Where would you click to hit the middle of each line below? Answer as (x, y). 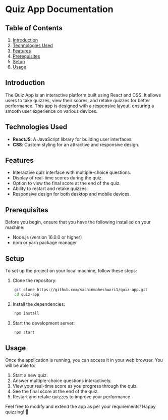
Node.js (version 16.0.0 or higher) (47, 237)
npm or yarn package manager (45, 243)
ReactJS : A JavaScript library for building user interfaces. (72, 139)
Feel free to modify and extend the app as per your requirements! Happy (80, 407)
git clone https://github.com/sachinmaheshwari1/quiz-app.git (81, 290)
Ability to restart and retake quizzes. (50, 189)
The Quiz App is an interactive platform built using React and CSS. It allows (83, 95)
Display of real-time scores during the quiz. (58, 178)
